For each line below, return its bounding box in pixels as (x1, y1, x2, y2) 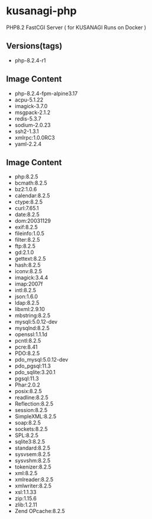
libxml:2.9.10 (14, 306, 46, 313)
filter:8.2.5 (14, 236, 40, 243)
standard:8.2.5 (14, 444, 51, 452)
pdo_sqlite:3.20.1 (14, 369, 56, 376)
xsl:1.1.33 (14, 489, 37, 496)
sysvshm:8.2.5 (14, 457, 51, 464)
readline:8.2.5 (14, 394, 48, 401)
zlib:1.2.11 (14, 501, 37, 508)
